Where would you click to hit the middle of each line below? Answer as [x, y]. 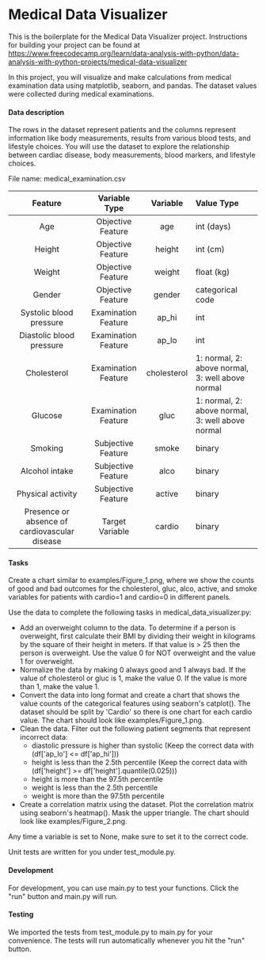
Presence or [47, 512]
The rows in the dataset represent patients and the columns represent [122, 130]
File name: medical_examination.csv [67, 179]
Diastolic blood [47, 336]
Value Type [217, 204]
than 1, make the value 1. [60, 687]
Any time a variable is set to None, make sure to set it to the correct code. [128, 836]
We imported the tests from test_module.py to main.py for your [111, 931]
